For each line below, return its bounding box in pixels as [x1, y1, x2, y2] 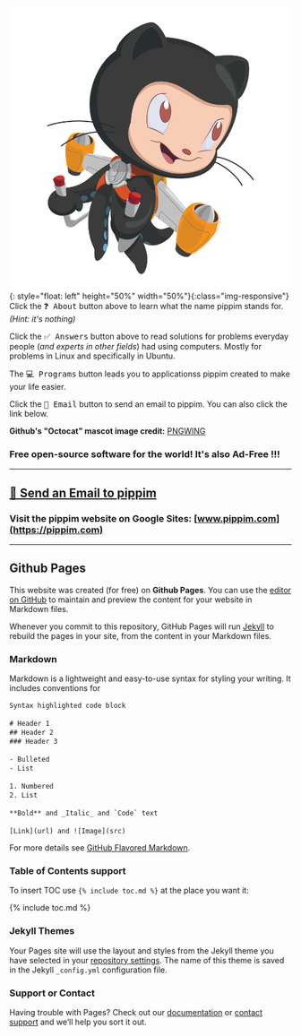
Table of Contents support [9, 865, 126, 877]
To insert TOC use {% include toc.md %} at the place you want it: [9, 885, 249, 896]
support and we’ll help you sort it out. [9, 1016, 147, 1027]
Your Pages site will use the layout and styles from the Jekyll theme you [9, 945, 275, 956]
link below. [9, 409, 49, 419]
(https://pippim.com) [9, 523, 104, 536]
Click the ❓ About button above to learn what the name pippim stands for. [9, 301, 284, 311]
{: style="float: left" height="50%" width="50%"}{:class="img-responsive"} [9, 290, 289, 301]
